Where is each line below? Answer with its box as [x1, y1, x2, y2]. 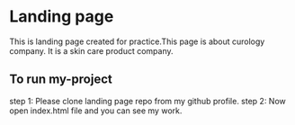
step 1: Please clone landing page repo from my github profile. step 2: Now [9, 95, 286, 106]
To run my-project [9, 72, 112, 87]
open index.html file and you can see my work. [9, 105, 183, 116]
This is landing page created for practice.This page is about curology [9, 36, 265, 47]
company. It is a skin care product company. [9, 45, 174, 56]
